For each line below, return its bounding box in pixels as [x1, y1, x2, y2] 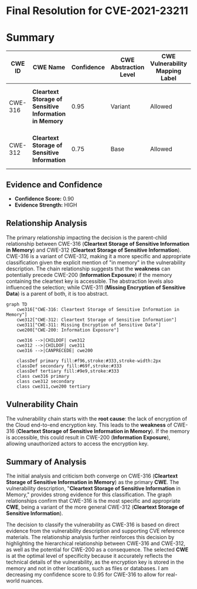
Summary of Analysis [6, 456, 87, 467]
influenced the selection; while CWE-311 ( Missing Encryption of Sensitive [6, 283, 186, 291]
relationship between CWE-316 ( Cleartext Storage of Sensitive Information [6, 240, 189, 247]
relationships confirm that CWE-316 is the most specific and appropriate [6, 497, 181, 505]
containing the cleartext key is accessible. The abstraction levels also [6, 277, 174, 285]
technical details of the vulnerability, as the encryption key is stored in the [6, 558, 185, 566]
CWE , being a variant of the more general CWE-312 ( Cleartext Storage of [6, 503, 185, 511]
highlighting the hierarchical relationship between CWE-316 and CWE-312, [6, 540, 186, 547]
